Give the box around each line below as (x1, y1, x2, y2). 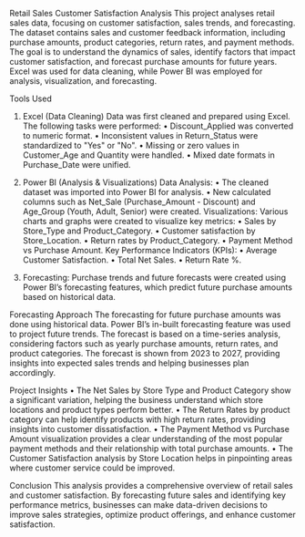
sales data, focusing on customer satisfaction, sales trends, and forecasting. (9, 17, 296, 28)
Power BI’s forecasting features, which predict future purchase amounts (22, 282, 293, 293)
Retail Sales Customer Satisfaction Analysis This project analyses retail (9, 8, 275, 18)
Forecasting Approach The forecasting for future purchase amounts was (9, 309, 281, 320)
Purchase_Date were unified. (22, 160, 131, 170)
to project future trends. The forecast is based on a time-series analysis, (9, 328, 280, 339)
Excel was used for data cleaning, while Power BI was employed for (9, 66, 263, 77)
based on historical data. (22, 292, 117, 302)
